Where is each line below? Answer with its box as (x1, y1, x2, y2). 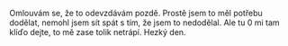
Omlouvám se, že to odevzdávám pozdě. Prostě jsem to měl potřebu (9, 8, 263, 18)
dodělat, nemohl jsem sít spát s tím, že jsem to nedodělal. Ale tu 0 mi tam (9, 17, 281, 28)
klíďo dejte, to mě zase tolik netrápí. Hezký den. (9, 27, 186, 37)
